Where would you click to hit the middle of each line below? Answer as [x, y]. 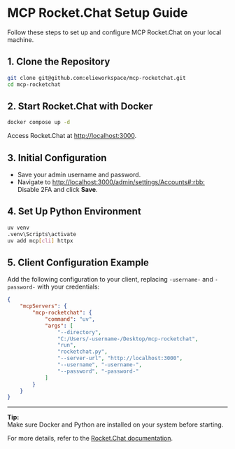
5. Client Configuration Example [78, 262]
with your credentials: [69, 287]
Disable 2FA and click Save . [57, 189]
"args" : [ [59, 326]
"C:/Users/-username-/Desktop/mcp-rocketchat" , [128, 339]
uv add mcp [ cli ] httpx [40, 241]
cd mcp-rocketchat [34, 84]
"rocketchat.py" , [83, 352]
